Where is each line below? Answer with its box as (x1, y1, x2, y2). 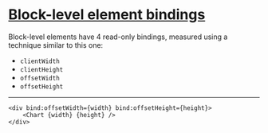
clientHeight (19, 65, 64, 73)
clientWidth (19, 57, 60, 65)
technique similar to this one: (8, 40, 104, 49)
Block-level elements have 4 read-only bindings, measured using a (8, 32, 228, 41)
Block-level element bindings (8, 6, 206, 24)
